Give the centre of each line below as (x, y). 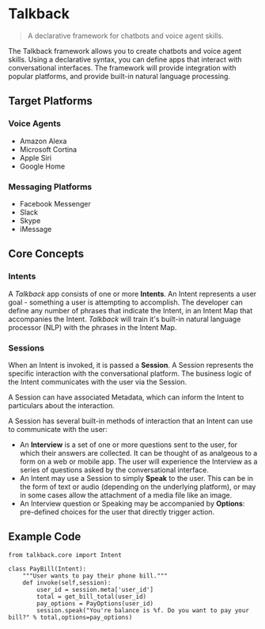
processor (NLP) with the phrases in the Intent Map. (93, 327)
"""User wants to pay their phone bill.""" (95, 576)
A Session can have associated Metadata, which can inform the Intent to (126, 397)
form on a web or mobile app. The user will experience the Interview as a (138, 461)
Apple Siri (36, 157)
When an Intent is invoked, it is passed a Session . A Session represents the (131, 365)
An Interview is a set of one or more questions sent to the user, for (129, 445)
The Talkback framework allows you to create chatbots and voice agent (125, 51)
